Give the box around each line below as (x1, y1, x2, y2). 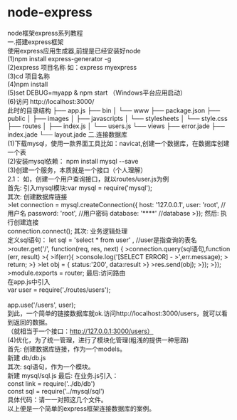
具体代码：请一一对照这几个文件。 (7, 395, 107, 404)
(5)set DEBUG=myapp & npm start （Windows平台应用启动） (7, 88, 187, 97)
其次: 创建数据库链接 (7, 192, 68, 201)
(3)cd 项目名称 (7, 72, 51, 80)
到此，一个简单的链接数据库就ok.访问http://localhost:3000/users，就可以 (7, 309, 222, 317)
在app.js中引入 (7, 277, 51, 285)
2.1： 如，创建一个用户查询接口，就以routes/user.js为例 (7, 174, 169, 183)
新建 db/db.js (7, 353, 46, 362)
